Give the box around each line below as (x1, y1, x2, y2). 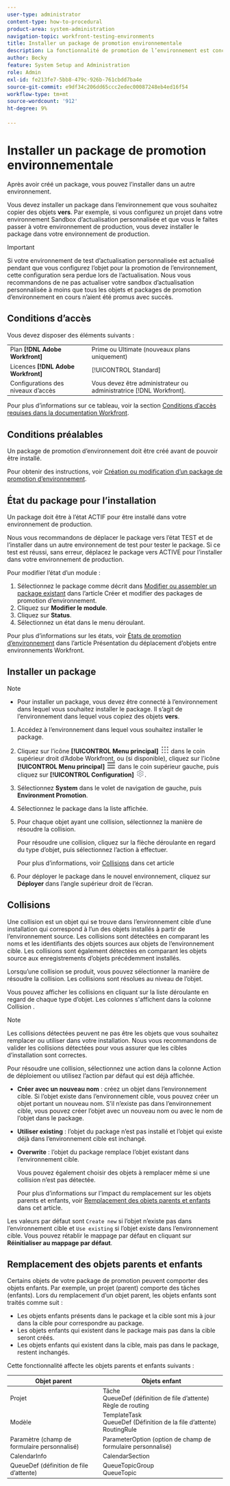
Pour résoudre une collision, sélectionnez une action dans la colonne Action (7, 1064, 221, 1072)
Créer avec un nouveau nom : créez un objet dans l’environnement (16, 1085, 207, 1093)
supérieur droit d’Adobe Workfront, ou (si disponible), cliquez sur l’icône (16, 754, 220, 762)
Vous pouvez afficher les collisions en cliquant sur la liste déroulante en (7, 988, 209, 996)
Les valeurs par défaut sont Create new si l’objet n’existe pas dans (7, 1216, 192, 1225)
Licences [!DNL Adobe (10, 362, 75, 370)
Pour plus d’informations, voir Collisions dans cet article (16, 858, 175, 867)
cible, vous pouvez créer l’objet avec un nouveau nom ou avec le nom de (16, 1107, 223, 1115)
